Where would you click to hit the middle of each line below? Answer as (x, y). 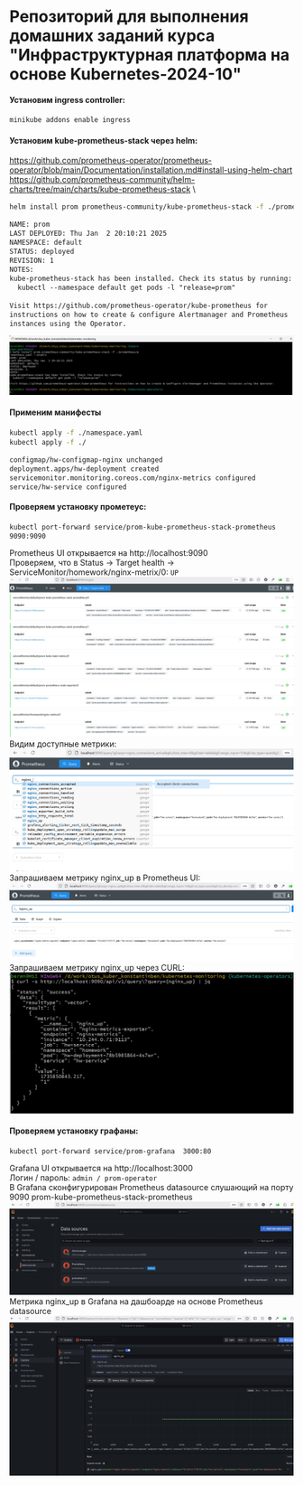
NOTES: (22, 270)
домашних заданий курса (112, 36)
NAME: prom (30, 225)
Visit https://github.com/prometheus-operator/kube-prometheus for (139, 306)
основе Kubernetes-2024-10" (125, 75)
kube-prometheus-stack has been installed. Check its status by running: (151, 279)
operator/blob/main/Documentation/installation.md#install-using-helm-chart (151, 170)
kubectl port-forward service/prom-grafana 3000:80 (110, 1151)
